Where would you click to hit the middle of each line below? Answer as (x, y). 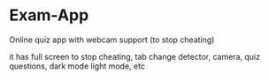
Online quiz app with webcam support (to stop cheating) (112, 40)
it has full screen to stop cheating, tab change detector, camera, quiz (135, 56)
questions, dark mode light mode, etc (77, 66)
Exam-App (49, 15)
